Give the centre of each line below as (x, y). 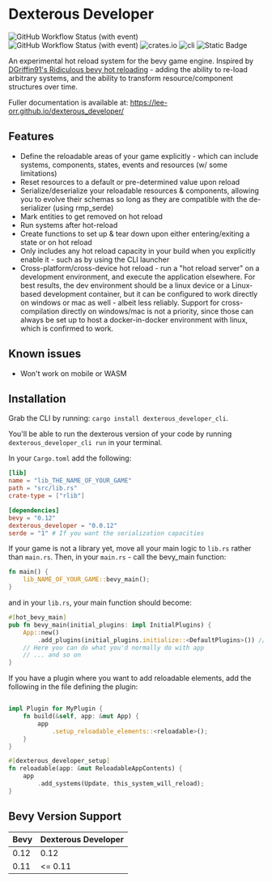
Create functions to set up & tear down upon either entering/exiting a (135, 233)
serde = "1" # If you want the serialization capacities (106, 533)
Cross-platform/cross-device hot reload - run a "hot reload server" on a (140, 268)
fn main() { (28, 572)
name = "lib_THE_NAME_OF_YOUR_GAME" (70, 481)
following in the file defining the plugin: (73, 687)
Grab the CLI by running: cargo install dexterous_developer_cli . (119, 418)
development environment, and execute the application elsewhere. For (138, 276)
